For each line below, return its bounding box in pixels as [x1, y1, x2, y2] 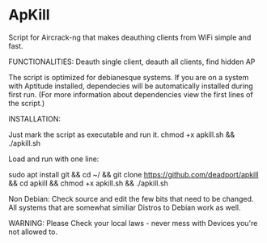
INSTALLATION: [8, 113, 61, 123]
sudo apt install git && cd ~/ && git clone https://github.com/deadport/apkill [8, 169, 259, 179]
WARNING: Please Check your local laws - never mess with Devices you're [8, 218, 258, 228]
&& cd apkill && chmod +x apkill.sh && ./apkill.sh [8, 178, 168, 188]
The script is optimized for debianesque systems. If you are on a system [8, 72, 249, 82]
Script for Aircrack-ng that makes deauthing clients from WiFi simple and [8, 32, 252, 42]
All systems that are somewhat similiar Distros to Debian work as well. [8, 202, 241, 212]
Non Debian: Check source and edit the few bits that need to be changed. [8, 194, 254, 203]
